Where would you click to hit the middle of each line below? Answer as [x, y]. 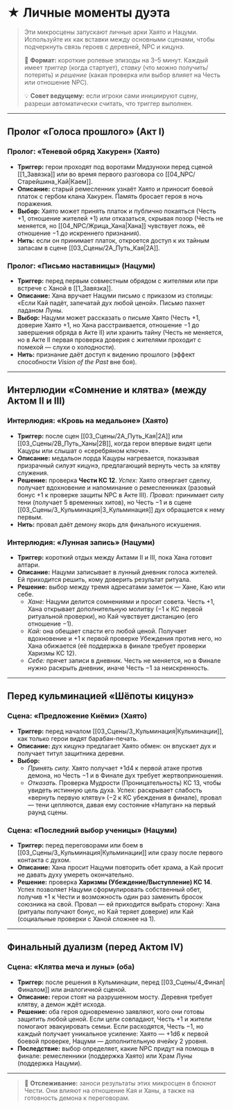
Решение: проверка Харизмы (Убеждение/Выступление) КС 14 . [115, 882]
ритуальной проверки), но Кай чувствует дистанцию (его [113, 616]
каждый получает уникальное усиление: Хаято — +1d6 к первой [113, 1033]
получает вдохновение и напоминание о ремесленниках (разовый [116, 488]
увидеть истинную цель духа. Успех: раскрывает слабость [115, 790]
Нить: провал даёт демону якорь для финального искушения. [109, 524]
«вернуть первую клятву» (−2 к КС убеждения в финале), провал [124, 797]
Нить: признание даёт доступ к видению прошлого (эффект [106, 354]
